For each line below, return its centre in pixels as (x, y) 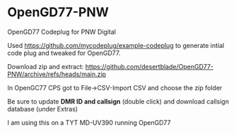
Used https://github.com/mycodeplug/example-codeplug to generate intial (116, 45)
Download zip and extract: (46, 66)
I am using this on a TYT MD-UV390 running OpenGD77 (89, 122)
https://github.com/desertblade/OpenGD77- (149, 66)
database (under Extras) (43, 109)
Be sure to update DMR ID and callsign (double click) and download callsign (118, 101)
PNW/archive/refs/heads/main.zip (57, 74)
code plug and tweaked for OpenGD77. (64, 53)
